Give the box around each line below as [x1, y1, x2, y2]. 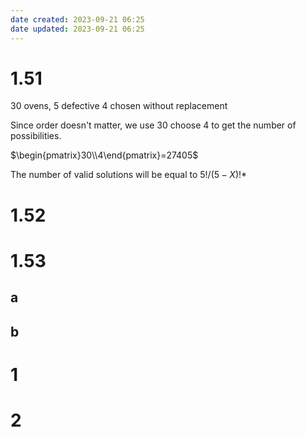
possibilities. [10, 130, 62, 142]
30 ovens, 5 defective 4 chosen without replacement [10, 100, 228, 112]
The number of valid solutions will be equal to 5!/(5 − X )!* [10, 169, 248, 181]
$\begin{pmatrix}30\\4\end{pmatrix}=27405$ [10, 149, 199, 161]
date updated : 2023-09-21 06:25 [10, 24, 145, 34]
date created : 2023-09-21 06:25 [10, 14, 145, 25]
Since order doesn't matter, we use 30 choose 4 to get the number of [10, 119, 297, 131]
